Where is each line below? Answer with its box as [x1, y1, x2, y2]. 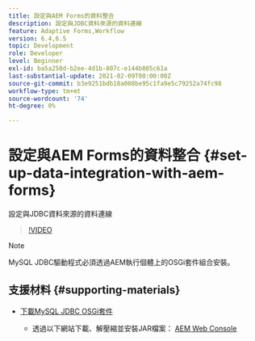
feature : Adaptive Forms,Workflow [8, 27, 125, 35]
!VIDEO [27, 225, 52, 235]
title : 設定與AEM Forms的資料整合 [8, 11, 115, 20]
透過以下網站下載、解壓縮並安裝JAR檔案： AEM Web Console [31, 323, 237, 333]
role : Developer [8, 49, 63, 57]
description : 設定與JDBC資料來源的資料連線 [8, 19, 143, 27]
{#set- [203, 146, 248, 165]
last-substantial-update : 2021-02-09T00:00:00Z [8, 72, 172, 80]
